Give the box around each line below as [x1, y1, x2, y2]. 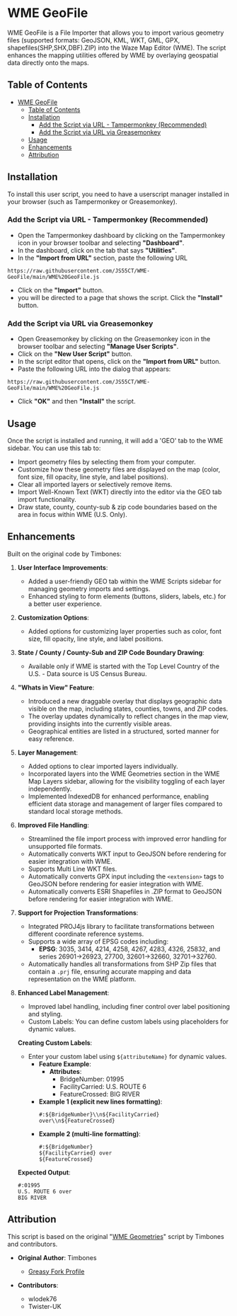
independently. [28, 784, 72, 793]
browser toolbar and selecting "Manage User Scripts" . [17, 342, 179, 351]
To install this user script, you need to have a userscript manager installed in [7, 190, 230, 198]
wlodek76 [28, 1294, 57, 1303]
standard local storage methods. [28, 807, 123, 816]
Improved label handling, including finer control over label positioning [28, 1002, 230, 1010]
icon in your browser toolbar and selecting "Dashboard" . [17, 239, 185, 247]
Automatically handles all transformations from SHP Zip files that [28, 959, 217, 968]
